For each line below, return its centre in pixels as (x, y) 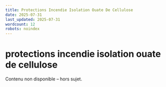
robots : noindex (22, 29)
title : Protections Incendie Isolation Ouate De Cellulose (69, 10)
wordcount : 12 (20, 24)
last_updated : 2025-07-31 (33, 19)
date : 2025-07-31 (24, 15)
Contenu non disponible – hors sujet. (44, 79)
